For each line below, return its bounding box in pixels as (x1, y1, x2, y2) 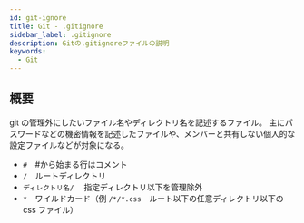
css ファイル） (22, 204, 79, 215)
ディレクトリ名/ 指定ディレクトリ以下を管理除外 (22, 181, 203, 192)
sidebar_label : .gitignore (9, 30, 112, 39)
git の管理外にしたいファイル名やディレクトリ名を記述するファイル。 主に (9, 117, 286, 128)
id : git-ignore (9, 13, 67, 23)
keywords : (9, 47, 47, 56)
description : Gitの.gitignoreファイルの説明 (9, 38, 170, 48)
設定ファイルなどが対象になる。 (9, 140, 129, 150)
